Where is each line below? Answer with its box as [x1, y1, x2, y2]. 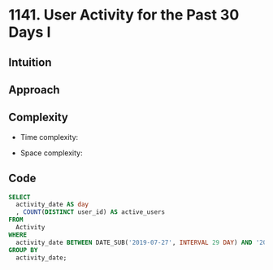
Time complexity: [19, 132, 79, 142]
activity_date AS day [15, 201, 89, 209]
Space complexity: [19, 148, 83, 158]
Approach [8, 83, 60, 97]
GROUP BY [8, 246, 38, 254]
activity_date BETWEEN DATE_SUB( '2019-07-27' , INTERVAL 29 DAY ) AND [15, 238, 253, 246]
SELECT [8, 193, 31, 201]
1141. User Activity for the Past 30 [8, 6, 240, 24]
